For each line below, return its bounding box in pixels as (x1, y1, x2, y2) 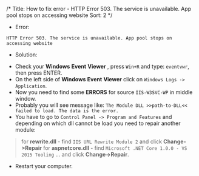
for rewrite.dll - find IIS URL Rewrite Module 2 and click (21, 138, 163, 145)
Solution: (15, 51, 38, 58)
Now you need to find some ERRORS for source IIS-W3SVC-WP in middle (15, 89, 193, 96)
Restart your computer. (15, 163, 73, 169)
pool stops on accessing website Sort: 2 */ (6, 12, 113, 19)
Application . (15, 82, 47, 89)
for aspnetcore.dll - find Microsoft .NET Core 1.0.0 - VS (43, 144, 187, 151)
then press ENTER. (15, 69, 62, 76)
